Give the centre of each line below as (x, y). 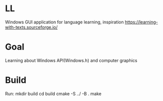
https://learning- (141, 22)
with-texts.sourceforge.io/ (31, 27)
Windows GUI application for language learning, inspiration (64, 22)
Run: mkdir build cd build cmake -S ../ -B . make (53, 94)
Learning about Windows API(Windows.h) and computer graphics (71, 60)
